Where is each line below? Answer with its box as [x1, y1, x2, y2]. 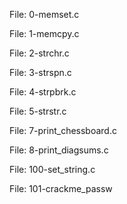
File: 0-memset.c [9, 9, 80, 20]
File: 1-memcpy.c [9, 28, 80, 39]
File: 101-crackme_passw [9, 183, 113, 194]
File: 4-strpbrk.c [9, 86, 77, 98]
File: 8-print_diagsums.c [9, 144, 109, 156]
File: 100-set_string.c [9, 164, 96, 175]
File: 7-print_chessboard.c [9, 125, 117, 136]
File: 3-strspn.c [9, 67, 72, 78]
